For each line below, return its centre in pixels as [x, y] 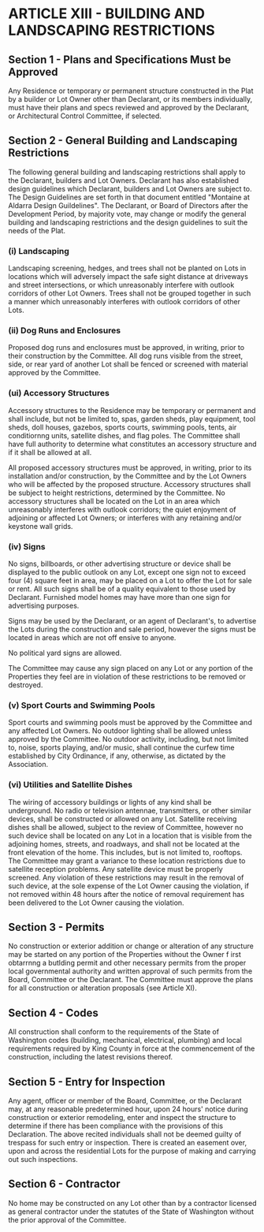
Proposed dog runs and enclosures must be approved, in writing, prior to [126, 348]
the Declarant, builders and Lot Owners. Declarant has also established [123, 180]
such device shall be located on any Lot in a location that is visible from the [130, 836]
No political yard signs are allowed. [65, 653]
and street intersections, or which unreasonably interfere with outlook [121, 285]
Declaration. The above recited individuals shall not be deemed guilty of [125, 1134]
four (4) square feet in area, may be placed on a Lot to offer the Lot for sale [130, 581]
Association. [28, 765]
